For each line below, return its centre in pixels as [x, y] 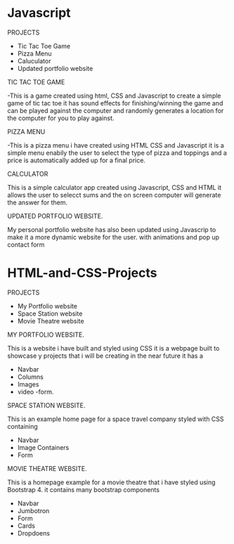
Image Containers [43, 447]
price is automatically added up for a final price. [77, 160]
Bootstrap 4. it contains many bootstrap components [84, 489]
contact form [26, 245]
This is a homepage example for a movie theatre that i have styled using [111, 482]
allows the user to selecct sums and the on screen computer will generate [114, 195]
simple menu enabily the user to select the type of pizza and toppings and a [117, 153]
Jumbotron [33, 510]
